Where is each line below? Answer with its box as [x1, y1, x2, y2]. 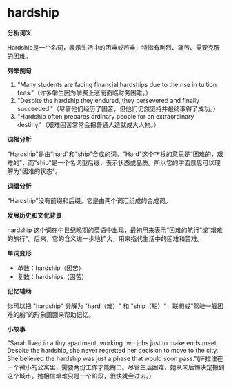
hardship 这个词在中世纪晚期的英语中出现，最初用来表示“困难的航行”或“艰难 [7, 226, 223, 234]
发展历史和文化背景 [7, 211, 62, 219]
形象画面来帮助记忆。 [34, 310, 95, 318]
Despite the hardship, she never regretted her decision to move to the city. [7, 346, 219, 354]
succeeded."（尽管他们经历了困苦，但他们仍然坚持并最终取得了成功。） [17, 104, 219, 113]
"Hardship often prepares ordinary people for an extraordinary [17, 112, 194, 120]
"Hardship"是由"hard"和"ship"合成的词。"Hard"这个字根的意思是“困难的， [7, 150, 217, 158]
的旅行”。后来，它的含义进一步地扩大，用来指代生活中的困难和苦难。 [7, 234, 203, 242]
